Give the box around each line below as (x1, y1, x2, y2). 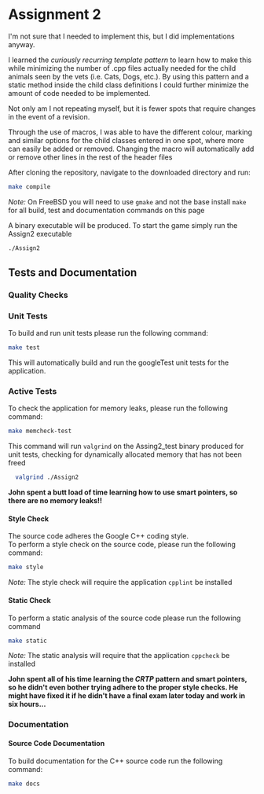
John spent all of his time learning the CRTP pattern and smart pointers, (8, 675, 247, 684)
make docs (8, 780, 41, 788)
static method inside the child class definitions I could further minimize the (8, 80, 249, 90)
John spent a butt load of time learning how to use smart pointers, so (8, 487, 238, 497)
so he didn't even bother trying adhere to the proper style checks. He (8, 682, 238, 693)
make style (8, 564, 44, 572)
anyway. (8, 39, 35, 49)
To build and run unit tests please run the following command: (8, 329, 208, 338)
